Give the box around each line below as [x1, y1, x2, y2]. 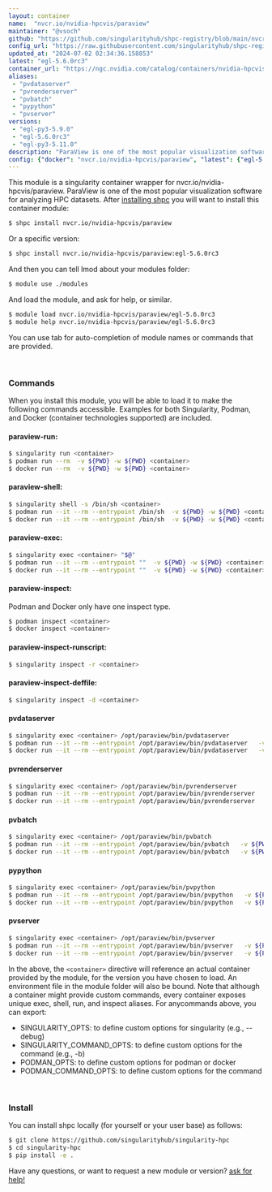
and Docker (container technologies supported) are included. [8, 412, 213, 422]
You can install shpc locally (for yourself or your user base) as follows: [8, 1120, 243, 1129]
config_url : [8, 42, 49, 50]
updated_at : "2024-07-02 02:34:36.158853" [8, 50, 154, 58]
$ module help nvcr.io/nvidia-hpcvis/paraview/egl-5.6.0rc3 [8, 317, 216, 326]
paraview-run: [8, 431, 58, 441]
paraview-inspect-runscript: [8, 642, 107, 652]
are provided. [8, 341, 53, 351]
